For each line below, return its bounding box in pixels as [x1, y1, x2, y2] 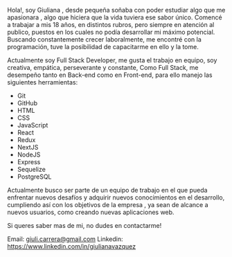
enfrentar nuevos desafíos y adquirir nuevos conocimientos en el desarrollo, [7, 193, 225, 202]
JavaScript [17, 121, 48, 129]
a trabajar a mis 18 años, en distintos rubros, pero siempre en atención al [7, 21, 215, 28]
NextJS [17, 143, 39, 151]
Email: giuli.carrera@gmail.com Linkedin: [7, 235, 123, 243]
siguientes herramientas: [7, 78, 78, 86]
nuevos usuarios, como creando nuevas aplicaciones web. [7, 208, 175, 216]
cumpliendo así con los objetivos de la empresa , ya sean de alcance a [7, 201, 209, 209]
